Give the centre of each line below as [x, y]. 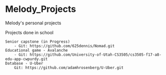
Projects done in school [29, 32]
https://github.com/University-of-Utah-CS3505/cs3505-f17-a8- [96, 55]
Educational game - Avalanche [37, 50]
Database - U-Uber [24, 63]
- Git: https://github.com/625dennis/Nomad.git [64, 46]
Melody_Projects [41, 9]
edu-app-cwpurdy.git [27, 59]
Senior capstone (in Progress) [38, 41]
